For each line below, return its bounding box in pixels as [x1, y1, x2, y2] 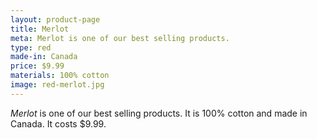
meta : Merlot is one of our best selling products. [10, 33, 230, 43]
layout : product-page [10, 14, 101, 25]
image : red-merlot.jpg [10, 80, 105, 90]
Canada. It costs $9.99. [10, 117, 107, 130]
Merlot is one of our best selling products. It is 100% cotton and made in [10, 107, 308, 119]
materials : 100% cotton [10, 71, 110, 81]
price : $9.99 [10, 61, 65, 71]
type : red [10, 42, 52, 53]
